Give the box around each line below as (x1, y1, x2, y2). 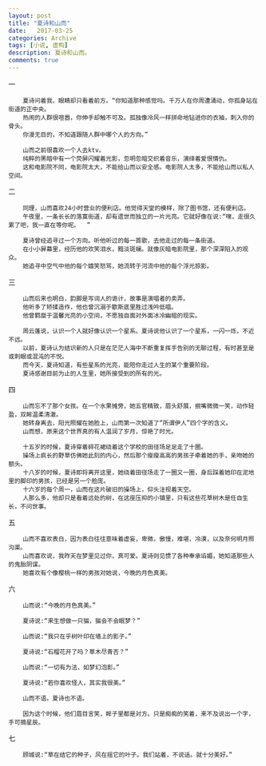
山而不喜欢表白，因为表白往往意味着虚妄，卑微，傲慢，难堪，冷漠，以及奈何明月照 (22, 535, 255, 543)
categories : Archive (8, 34, 77, 42)
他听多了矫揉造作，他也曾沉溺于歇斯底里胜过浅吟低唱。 (22, 303, 177, 311)
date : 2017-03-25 (8, 26, 73, 34)
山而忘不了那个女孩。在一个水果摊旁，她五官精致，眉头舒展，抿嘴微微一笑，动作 (22, 401, 249, 410)
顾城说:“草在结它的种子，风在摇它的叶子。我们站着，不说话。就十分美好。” (22, 751, 233, 759)
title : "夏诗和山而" (8, 19, 70, 27)
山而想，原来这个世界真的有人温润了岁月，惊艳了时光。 (22, 427, 177, 436)
